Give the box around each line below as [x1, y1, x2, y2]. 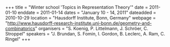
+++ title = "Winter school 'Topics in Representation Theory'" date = [5, 4, 148, 10]
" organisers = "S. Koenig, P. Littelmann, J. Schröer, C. [35, 25, 149, 31]
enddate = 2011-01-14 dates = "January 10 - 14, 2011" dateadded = [17, 9, 156, 15]
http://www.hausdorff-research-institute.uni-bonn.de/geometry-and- [7, 20, 152, 26]
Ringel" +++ [5, 36, 31, 42]
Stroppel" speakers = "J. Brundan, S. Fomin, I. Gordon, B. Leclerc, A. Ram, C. [5, 31, 165, 36]
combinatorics [5, 25, 36, 31]
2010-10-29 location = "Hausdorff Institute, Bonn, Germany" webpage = [5, 15, 156, 20]
